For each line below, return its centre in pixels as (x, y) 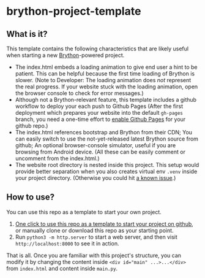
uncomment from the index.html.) (57, 158)
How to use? (31, 197)
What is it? (27, 34)
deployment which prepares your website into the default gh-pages (99, 113)
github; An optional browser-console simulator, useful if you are (95, 145)
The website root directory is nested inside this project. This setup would (107, 165)
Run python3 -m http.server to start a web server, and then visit (96, 237)
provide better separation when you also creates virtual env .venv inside (106, 171)
